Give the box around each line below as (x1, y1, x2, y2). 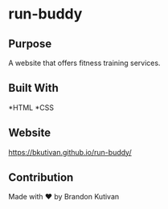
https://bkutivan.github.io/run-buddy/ (8, 147, 132, 157)
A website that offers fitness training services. (8, 58, 161, 68)
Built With (8, 81, 59, 95)
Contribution (8, 170, 74, 185)
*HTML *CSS (8, 102, 55, 113)
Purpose (8, 37, 52, 51)
